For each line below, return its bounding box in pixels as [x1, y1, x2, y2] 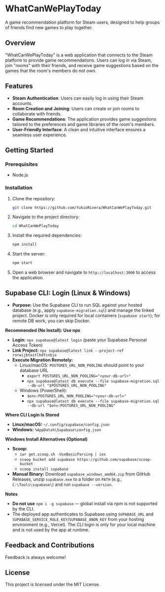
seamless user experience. [12, 132, 67, 138]
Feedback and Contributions [5, 541, 95, 550]
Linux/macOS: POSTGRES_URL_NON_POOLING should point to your [19, 362, 144, 368]
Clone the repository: [12, 195, 56, 201]
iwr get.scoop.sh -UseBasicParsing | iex [19, 452, 106, 457]
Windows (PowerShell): [19, 387, 67, 393]
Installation [5, 185, 33, 191]
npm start [12, 260, 33, 265]
